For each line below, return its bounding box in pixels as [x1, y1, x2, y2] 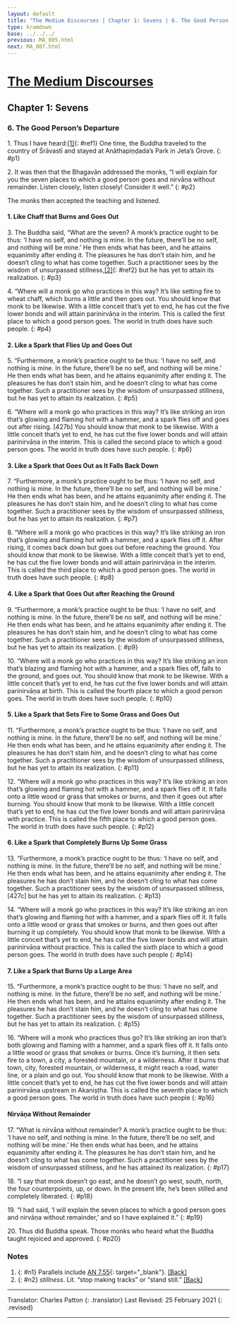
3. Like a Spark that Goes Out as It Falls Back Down [7, 461, 159, 470]
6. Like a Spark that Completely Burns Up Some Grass [7, 838, 168, 847]
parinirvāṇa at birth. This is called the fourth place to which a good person [7, 686, 223, 695]
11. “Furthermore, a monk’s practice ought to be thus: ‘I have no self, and [7, 726, 217, 734]
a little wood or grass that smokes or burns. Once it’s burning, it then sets [7, 1049, 220, 1057]
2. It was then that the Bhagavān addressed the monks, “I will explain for [7, 167, 217, 176]
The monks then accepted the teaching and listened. [7, 196, 161, 205]
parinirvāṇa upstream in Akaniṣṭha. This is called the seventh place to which [7, 1086, 229, 1095]
